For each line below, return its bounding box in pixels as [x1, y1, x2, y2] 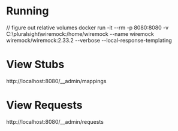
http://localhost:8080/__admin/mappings [6, 77, 107, 84]
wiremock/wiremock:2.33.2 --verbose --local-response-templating [6, 36, 172, 44]
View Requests [6, 99, 83, 112]
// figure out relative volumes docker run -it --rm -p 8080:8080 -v [6, 24, 169, 31]
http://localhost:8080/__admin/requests [6, 118, 104, 125]
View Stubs [6, 58, 65, 71]
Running [6, 4, 49, 18]
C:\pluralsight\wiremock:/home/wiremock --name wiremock [6, 30, 154, 37]
